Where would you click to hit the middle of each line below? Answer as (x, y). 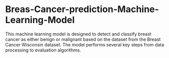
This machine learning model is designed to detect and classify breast (78, 34)
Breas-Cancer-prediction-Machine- (82, 9)
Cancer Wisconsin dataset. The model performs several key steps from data (85, 44)
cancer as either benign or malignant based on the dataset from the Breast (83, 39)
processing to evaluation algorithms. (43, 50)
